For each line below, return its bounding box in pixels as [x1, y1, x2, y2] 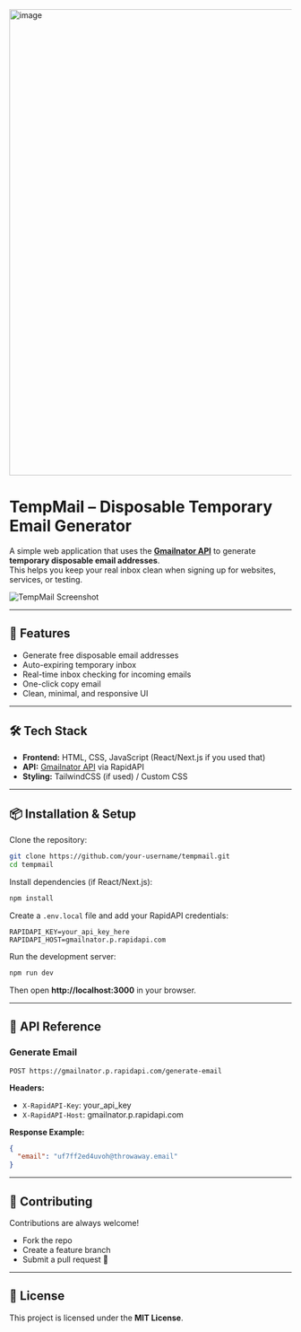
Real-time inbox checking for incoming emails [21, 669, 192, 679]
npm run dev [9, 968, 54, 977]
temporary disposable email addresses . [9, 555, 160, 565]
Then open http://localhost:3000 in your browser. [9, 985, 197, 995]
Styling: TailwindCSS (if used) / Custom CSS [21, 771, 188, 782]
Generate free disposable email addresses [21, 650, 179, 661]
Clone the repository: [9, 835, 88, 846]
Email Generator [9, 516, 133, 537]
